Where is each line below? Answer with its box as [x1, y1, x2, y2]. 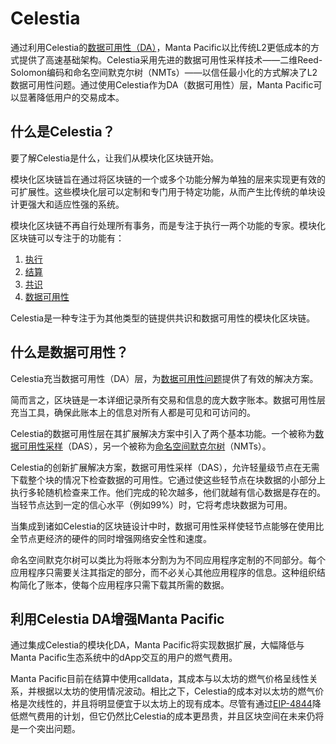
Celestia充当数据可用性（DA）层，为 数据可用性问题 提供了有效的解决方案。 [10, 372, 319, 384]
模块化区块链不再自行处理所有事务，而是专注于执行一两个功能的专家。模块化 [10, 219, 326, 231]
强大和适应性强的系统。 [27, 198, 125, 210]
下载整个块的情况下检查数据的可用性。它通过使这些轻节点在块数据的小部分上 [10, 473, 326, 486]
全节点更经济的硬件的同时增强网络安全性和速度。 [10, 532, 212, 544]
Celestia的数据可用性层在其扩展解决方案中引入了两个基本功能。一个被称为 [10, 427, 316, 439]
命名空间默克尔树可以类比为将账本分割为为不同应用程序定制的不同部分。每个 [10, 553, 326, 566]
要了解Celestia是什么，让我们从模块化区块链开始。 [10, 152, 220, 164]
